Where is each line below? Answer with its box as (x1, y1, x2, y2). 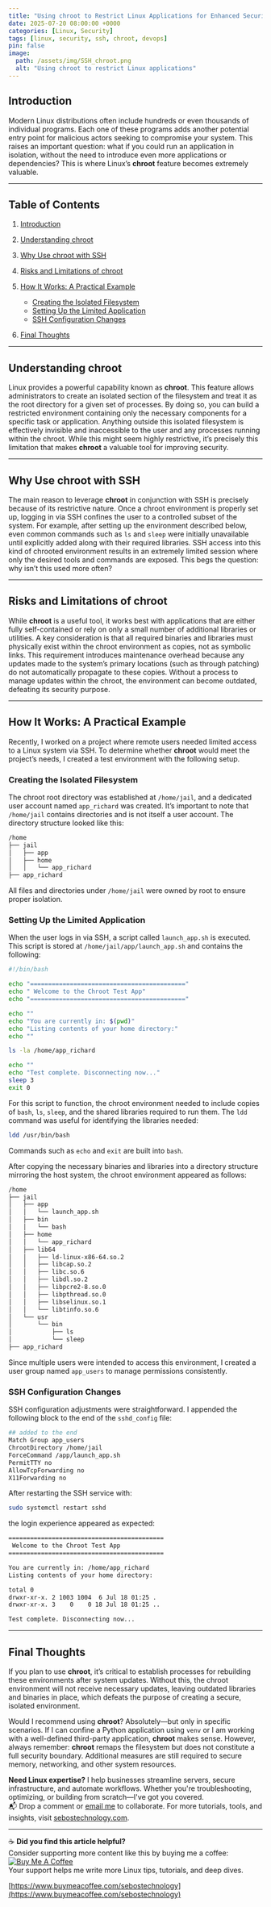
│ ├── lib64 (8, 1246, 56, 1254)
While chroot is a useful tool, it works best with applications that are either (8, 615, 256, 625)
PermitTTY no (8, 1458, 52, 1467)
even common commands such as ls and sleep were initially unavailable (8, 529, 249, 539)
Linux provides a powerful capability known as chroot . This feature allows (8, 382, 254, 392)
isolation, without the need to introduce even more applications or (8, 150, 227, 160)
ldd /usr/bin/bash (8, 1131, 70, 1139)
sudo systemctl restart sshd (8, 1504, 106, 1513)
